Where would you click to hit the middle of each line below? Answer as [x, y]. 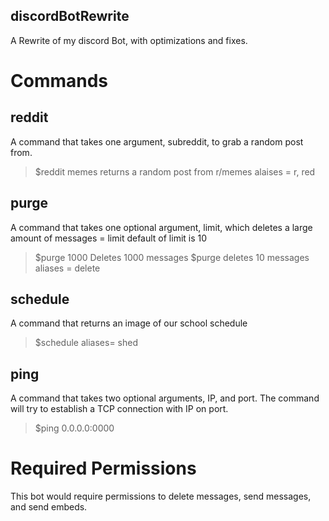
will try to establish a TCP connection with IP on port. [119, 409]
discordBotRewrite [70, 16]
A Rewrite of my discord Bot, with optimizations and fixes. [129, 40]
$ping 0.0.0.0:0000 [74, 428]
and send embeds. [49, 507]
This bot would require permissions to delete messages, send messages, [161, 496]
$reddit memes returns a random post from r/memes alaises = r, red [175, 171]
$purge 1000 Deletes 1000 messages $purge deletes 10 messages [172, 257]
